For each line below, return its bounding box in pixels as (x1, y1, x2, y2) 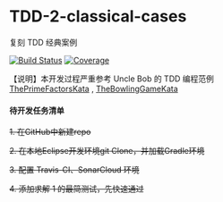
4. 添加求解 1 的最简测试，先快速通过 (9, 183, 145, 194)
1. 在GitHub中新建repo (9, 127, 91, 138)
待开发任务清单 (9, 105, 64, 115)
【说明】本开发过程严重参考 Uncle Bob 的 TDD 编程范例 (9, 73, 215, 84)
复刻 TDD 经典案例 (9, 37, 78, 47)
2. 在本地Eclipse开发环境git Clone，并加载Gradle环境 (9, 146, 205, 156)
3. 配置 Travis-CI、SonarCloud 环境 (9, 164, 141, 175)
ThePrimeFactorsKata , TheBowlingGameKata (9, 83, 179, 94)
